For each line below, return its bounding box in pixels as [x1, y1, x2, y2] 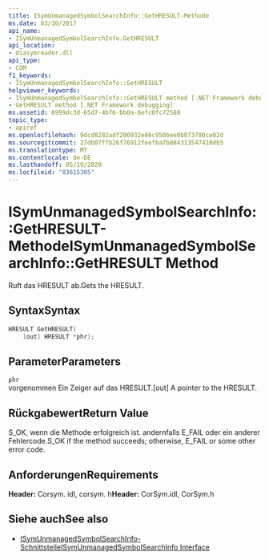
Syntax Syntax [8, 304, 81, 318]
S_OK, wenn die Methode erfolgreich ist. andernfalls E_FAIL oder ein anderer [8, 428, 261, 437]
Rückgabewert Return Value [8, 406, 150, 420]
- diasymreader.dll [8, 49, 74, 57]
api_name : [8, 26, 42, 34]
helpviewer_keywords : [8, 86, 81, 95]
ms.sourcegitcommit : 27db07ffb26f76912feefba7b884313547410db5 [8, 138, 224, 147]
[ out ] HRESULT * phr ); [22, 332, 94, 341]
